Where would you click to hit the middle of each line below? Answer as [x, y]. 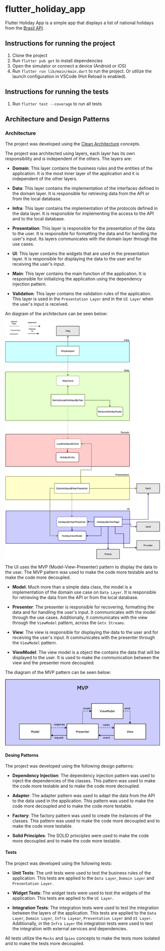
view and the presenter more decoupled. [53, 663]
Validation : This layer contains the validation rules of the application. [82, 294]
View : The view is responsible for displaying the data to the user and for [85, 633]
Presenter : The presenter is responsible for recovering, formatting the [83, 607]
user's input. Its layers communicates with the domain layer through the [85, 239]
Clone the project [30, 55]
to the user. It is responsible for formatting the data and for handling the [84, 234]
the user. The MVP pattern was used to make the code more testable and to [82, 572]
